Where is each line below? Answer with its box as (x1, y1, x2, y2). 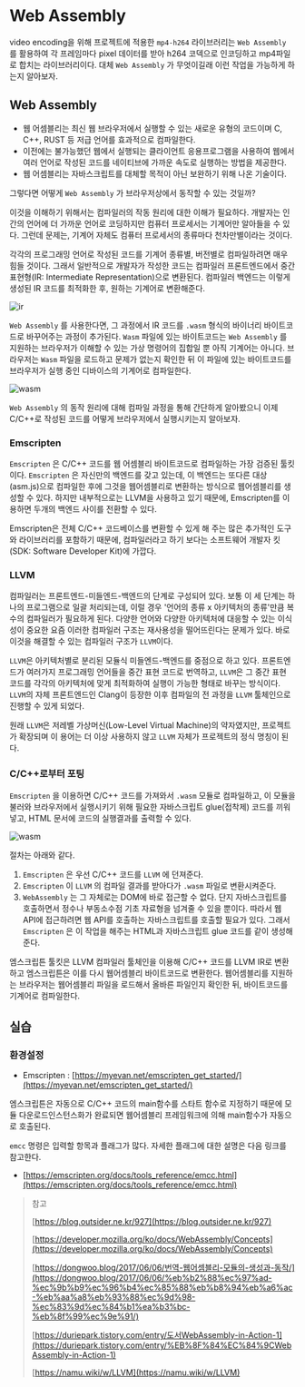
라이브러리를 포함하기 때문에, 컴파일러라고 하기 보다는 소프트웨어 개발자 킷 (18, 535, 281, 546)
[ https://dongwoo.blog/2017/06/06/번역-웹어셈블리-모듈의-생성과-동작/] (31, 1263, 295, 1274)
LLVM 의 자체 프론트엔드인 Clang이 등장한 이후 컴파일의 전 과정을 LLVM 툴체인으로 (9, 689, 291, 700)
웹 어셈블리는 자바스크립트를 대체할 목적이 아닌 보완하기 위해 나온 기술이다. (22, 168, 288, 179)
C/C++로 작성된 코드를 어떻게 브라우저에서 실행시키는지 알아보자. (9, 413, 241, 424)
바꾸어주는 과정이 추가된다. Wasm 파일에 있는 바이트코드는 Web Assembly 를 (25, 330, 288, 341)
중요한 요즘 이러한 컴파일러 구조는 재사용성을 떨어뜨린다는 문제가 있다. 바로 (25, 625, 290, 635)
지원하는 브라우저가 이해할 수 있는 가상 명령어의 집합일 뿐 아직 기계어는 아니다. (9, 342, 286, 353)
